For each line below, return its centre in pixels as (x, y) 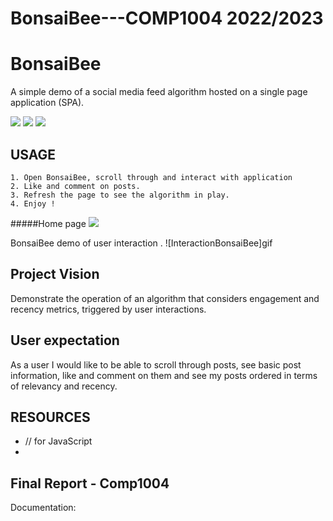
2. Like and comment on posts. (75, 186)
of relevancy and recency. (64, 386)
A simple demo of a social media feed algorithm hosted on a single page (159, 92)
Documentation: (43, 508)
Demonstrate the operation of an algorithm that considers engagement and (165, 298)
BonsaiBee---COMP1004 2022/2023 (167, 18)
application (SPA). (47, 103)
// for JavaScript (58, 441)
